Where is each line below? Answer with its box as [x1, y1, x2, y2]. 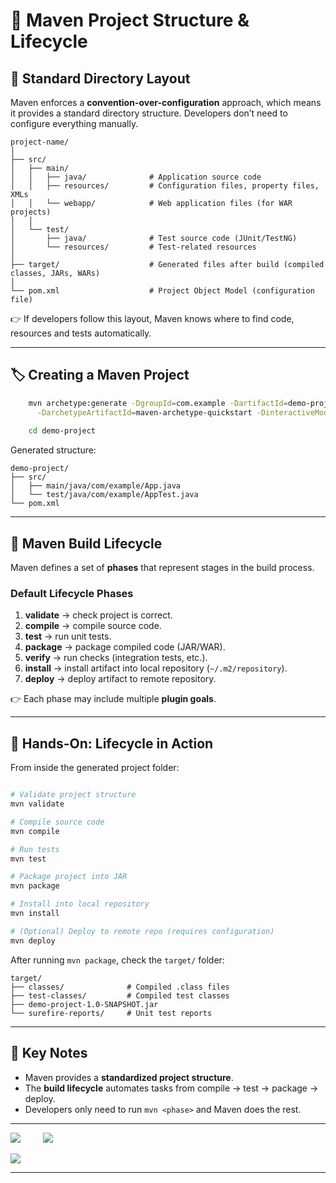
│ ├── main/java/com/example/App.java [10, 481, 182, 491]
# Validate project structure [10, 790, 137, 800]
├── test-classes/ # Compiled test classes [10, 990, 230, 1001]
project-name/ [10, 137, 70, 147]
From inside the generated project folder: [10, 762, 180, 774]
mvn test [10, 854, 47, 864]
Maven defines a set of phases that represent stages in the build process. [10, 562, 315, 574]
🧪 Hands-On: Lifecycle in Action [10, 735, 214, 752]
